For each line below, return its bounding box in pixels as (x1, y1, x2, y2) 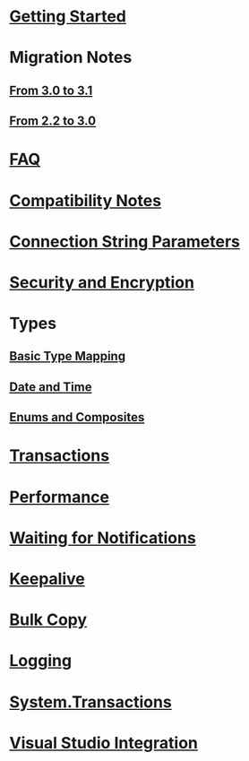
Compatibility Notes (9, 190, 162, 211)
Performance (9, 487, 110, 507)
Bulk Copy (9, 610, 88, 630)
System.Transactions (9, 692, 172, 712)
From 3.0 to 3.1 (9, 82, 93, 98)
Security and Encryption (9, 272, 195, 292)
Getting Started (9, 6, 127, 27)
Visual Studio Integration (9, 732, 199, 753)
